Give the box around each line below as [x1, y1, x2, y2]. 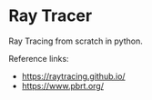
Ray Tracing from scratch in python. [8, 35, 143, 46]
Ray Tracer [8, 5, 93, 26]
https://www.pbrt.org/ [21, 80, 105, 91]
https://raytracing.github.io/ [21, 70, 126, 82]
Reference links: [8, 53, 69, 64]
